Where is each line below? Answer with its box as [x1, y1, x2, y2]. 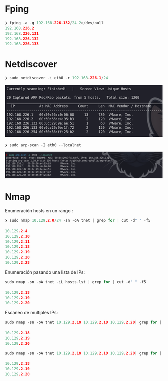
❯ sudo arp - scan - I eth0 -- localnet [5, 142, 81, 148]
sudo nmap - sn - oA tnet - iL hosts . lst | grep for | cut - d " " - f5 [5, 279, 146, 284]
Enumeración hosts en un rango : [5, 208, 73, 214]
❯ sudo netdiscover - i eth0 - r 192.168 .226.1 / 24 [5, 76, 108, 81]
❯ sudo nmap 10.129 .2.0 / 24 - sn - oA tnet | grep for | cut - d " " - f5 [5, 218, 151, 223]
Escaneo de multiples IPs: [5, 310, 58, 316]
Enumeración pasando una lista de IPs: [5, 269, 85, 275]
